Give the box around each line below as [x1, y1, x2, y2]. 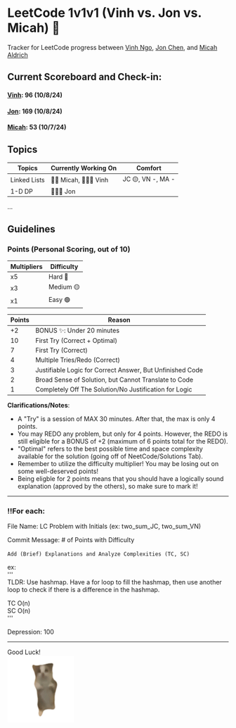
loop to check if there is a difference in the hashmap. [7, 585, 160, 594]
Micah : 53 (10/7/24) [7, 123, 67, 132]
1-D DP [10, 187, 34, 195]
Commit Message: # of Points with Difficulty [7, 535, 135, 544]
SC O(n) [7, 606, 31, 615]
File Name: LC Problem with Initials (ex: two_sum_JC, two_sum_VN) [7, 522, 202, 530]
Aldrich [7, 51, 28, 59]
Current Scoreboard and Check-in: [7, 71, 162, 83]
